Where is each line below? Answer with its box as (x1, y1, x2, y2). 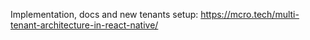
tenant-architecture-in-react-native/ (10, 19, 159, 31)
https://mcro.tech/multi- (200, 9, 300, 20)
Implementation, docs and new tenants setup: (10, 9, 199, 20)
